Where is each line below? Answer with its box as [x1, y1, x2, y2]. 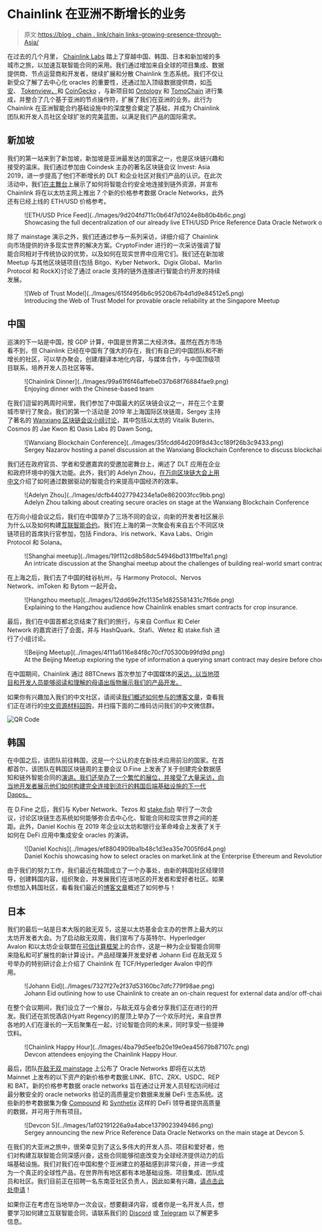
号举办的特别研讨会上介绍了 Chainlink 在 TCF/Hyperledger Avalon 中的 [7, 960, 207, 968]
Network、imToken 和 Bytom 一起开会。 [7, 582, 121, 590]
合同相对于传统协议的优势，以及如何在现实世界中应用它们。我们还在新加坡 [12, 249, 224, 258]
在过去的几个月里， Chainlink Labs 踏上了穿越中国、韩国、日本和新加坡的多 [7, 52, 222, 61]
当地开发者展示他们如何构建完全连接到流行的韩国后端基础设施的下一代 [7, 782, 206, 790]
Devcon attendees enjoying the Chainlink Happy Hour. [24, 1050, 178, 1059]
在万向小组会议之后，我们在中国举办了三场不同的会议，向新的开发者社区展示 [7, 512, 224, 520]
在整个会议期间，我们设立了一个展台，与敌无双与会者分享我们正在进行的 [7, 1004, 212, 1012]
